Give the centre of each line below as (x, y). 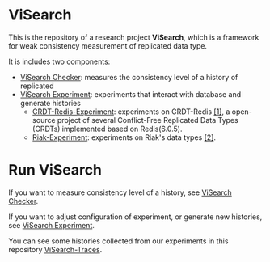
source (44, 120)
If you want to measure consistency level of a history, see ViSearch (120, 192)
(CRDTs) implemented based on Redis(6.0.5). (107, 129)
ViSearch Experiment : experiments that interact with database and (131, 94)
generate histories (50, 103)
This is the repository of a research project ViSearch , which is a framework (134, 37)
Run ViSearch (55, 170)
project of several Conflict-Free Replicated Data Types (148, 120)
